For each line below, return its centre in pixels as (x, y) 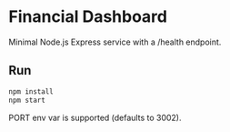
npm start (27, 100)
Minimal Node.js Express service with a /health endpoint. (115, 42)
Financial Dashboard (88, 17)
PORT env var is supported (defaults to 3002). (95, 117)
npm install (31, 91)
